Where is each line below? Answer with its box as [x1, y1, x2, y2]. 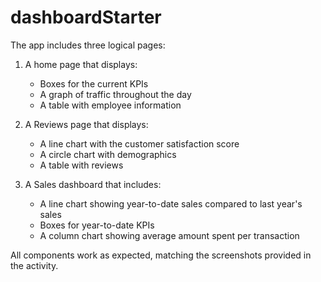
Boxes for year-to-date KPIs [39, 219, 155, 231]
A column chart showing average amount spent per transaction [39, 229, 300, 241]
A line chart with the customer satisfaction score [39, 137, 240, 150]
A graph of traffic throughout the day [39, 88, 192, 100]
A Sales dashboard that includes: [24, 178, 162, 190]
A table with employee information [39, 99, 182, 111]
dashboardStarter [10, 6, 162, 29]
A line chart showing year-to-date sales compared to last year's [39, 197, 303, 210]
